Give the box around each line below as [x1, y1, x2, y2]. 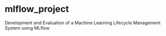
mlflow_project [5, 3, 69, 15]
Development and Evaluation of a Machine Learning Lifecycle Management [5, 20, 161, 26]
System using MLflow [5, 25, 50, 31]
